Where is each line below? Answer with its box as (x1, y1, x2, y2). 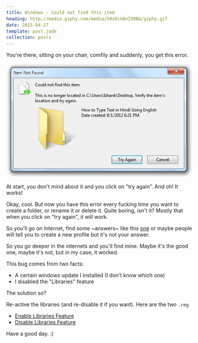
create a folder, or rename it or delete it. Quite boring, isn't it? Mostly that (6, 207, 183, 214)
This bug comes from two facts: (6, 260, 84, 267)
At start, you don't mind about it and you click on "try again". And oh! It (6, 183, 178, 190)
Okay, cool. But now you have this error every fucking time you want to (6, 201, 179, 208)
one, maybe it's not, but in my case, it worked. (6, 249, 119, 256)
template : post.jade (6, 28, 57, 34)
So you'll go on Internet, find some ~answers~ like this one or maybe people (6, 225, 192, 232)
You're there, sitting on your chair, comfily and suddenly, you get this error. (6, 51, 189, 59)
